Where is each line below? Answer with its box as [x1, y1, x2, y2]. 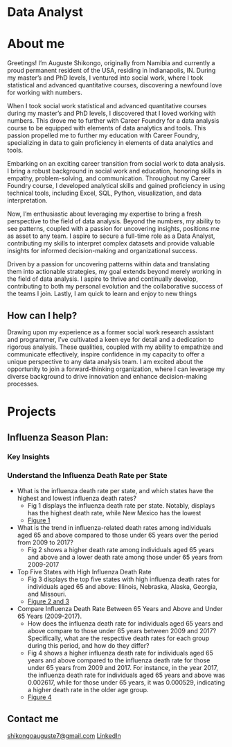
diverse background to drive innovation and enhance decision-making [7, 372, 208, 380]
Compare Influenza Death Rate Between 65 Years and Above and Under [17, 604, 223, 612]
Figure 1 [27, 516, 51, 524]
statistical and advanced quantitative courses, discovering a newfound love [7, 81, 223, 89]
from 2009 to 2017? [17, 538, 74, 547]
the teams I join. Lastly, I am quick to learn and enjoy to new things [7, 289, 197, 298]
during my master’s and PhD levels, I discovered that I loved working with [7, 109, 216, 118]
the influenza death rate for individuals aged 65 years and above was [27, 671, 225, 679]
